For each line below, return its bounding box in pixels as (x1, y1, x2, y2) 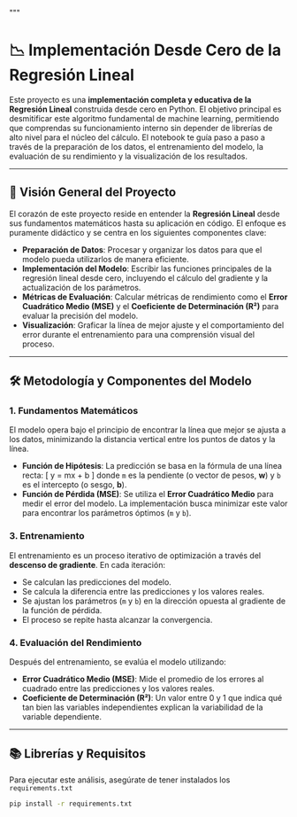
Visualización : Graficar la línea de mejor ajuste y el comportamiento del (21, 319, 285, 331)
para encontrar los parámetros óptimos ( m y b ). (21, 508, 192, 518)
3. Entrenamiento (9, 530, 86, 542)
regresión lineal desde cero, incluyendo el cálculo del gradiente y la (21, 272, 268, 283)
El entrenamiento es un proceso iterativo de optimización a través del (9, 549, 262, 561)
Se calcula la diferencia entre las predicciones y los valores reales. (21, 586, 265, 596)
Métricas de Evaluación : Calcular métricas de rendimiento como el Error (21, 292, 288, 302)
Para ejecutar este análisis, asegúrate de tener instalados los (9, 774, 231, 785)
